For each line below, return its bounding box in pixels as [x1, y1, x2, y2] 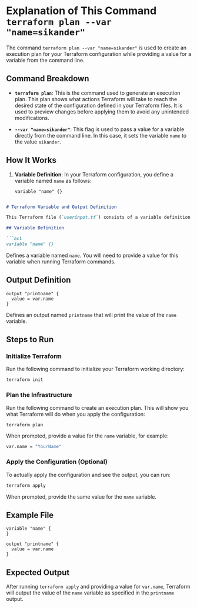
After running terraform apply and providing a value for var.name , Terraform [6, 583, 191, 590]
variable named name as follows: [14, 177, 92, 184]
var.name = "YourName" [6, 444, 62, 450]
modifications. [14, 114, 50, 121]
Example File [6, 510, 54, 520]
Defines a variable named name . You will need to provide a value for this [6, 252, 178, 259]
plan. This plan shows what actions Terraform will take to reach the [14, 95, 178, 102]
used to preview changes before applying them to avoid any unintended [14, 108, 189, 115]
